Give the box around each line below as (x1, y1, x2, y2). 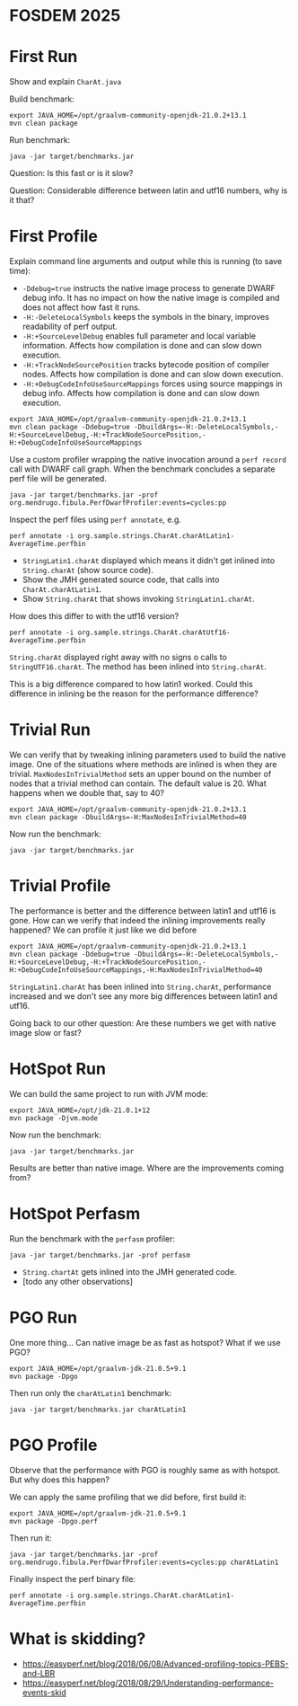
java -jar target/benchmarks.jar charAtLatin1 (9, 1405, 187, 1414)
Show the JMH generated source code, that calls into (22, 574, 220, 585)
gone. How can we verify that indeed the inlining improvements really (9, 915, 267, 925)
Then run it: (9, 1533, 52, 1543)
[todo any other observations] (22, 1276, 133, 1286)
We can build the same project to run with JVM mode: (9, 1088, 209, 1099)
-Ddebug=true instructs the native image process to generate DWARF (22, 283, 276, 294)
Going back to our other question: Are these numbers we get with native (9, 1017, 276, 1029)
